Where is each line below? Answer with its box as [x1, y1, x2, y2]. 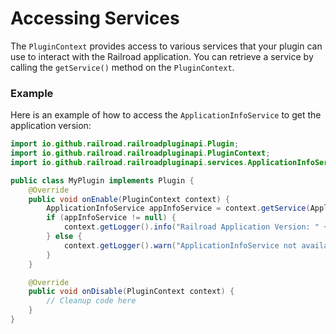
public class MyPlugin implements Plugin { [10, 175, 195, 186]
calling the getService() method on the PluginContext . [10, 61, 235, 73]
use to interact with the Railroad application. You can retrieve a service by [10, 50, 314, 62]
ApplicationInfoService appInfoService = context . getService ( [46, 203, 311, 214]
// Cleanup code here [46, 296, 137, 306]
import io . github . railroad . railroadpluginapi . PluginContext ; [10, 148, 271, 159]
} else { [46, 232, 83, 242]
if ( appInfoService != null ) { [46, 213, 177, 223]
